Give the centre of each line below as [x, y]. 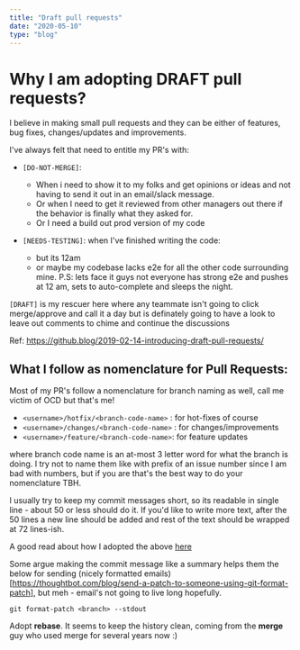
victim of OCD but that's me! [62, 401]
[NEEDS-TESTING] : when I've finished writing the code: [121, 240]
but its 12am [58, 258]
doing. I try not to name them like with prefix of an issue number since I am [148, 464]
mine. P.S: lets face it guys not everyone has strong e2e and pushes [162, 277]
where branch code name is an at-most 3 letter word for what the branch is [149, 455]
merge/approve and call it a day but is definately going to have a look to [142, 314]
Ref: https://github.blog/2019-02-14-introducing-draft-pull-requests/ [136, 341]
